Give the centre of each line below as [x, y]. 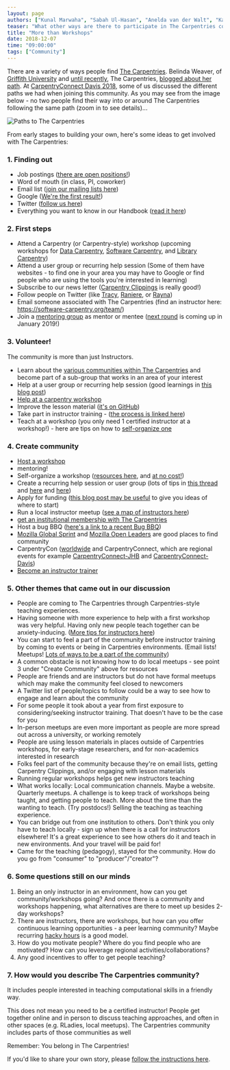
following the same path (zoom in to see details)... [77, 108]
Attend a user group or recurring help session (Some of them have [111, 266]
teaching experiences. [48, 611]
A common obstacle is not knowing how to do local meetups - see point [118, 662]
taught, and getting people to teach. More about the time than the [109, 800]
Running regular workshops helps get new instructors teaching [106, 778]
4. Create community [43, 446]
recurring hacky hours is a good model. [73, 935]
